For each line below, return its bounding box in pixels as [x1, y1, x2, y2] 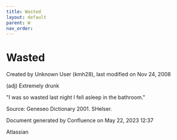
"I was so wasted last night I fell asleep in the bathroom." [6, 94, 145, 101]
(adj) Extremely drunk [6, 82, 60, 89]
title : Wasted [6, 8, 42, 15]
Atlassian [6, 129, 29, 136]
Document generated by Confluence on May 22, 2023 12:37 [6, 117, 154, 124]
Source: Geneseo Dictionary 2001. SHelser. [6, 105, 112, 113]
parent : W [6, 20, 31, 26]
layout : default [6, 14, 46, 20]
